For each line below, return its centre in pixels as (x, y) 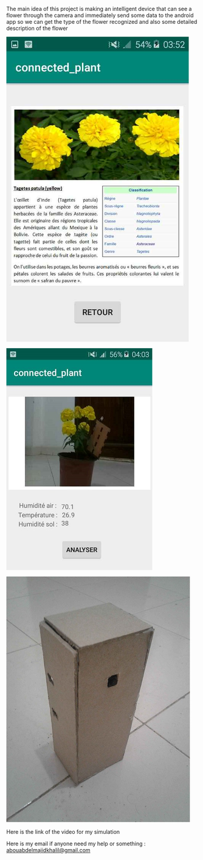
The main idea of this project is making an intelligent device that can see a (99, 9)
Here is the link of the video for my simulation (63, 832)
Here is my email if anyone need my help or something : (76, 844)
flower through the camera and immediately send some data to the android (100, 15)
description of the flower (37, 28)
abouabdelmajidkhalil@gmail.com (48, 850)
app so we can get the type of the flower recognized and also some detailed (102, 22)
